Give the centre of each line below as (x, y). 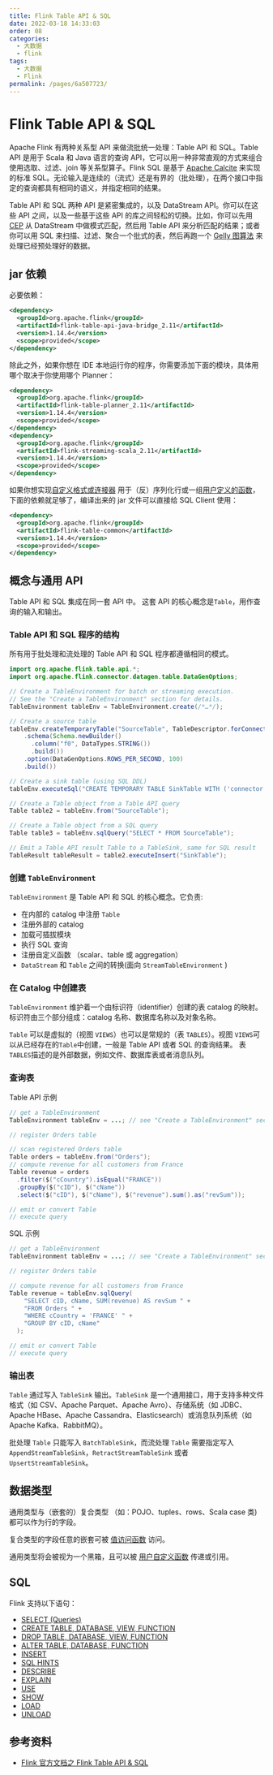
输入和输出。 (45, 612)
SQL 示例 (24, 1233)
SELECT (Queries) (51, 1619)
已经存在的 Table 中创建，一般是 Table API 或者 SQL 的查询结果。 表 (134, 1045)
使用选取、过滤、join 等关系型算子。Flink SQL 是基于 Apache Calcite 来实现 (135, 168)
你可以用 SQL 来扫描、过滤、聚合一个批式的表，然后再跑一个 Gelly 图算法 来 (136, 235)
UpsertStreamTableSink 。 (51, 1463)
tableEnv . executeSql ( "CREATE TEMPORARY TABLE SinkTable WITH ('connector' (138, 788)
